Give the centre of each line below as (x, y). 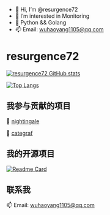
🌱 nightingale (23, 121)
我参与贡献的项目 (38, 106)
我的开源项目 (31, 154)
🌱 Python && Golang (41, 22)
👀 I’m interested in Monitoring (52, 16)
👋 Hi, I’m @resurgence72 (46, 9)
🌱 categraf (20, 133)
